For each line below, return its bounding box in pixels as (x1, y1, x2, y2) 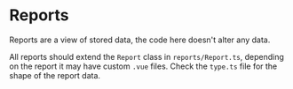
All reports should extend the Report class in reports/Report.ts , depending (9, 51, 284, 62)
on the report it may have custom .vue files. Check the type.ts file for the (9, 61, 278, 71)
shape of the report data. (9, 70, 100, 80)
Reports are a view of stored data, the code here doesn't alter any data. (9, 34, 271, 45)
